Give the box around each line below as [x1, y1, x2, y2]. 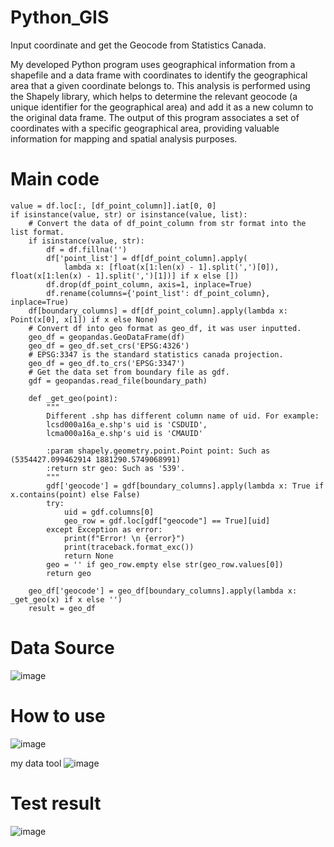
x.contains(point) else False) [10, 489, 141, 500]
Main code [10, 168, 100, 191]
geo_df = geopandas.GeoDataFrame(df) [28, 332, 186, 342]
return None [63, 551, 114, 561]
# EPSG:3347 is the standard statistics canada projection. [28, 349, 284, 360]
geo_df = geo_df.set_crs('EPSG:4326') [28, 341, 190, 351]
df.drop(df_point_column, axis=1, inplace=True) [46, 279, 253, 290]
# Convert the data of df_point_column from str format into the [28, 218, 307, 228]
